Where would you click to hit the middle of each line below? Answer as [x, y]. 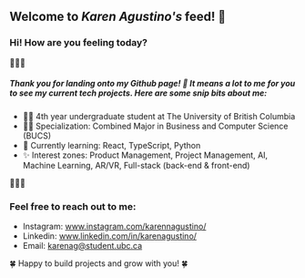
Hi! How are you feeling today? [79, 43]
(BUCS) [37, 135]
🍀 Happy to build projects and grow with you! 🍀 [99, 263]
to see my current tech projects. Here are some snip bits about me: [138, 93]
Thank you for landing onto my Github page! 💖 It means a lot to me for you [152, 84]
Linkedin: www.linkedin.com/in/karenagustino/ [110, 236]
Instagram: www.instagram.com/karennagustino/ [114, 226]
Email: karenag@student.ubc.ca [82, 245]
